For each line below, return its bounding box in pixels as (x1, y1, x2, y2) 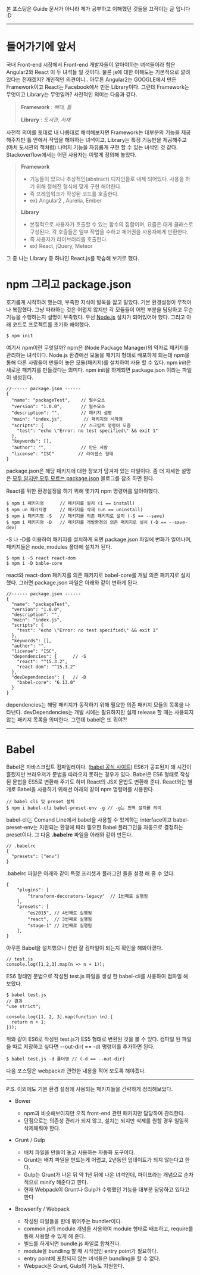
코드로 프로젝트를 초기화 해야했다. (12, 321, 90, 328)
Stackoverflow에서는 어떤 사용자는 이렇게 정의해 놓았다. (6, 151, 137, 158)
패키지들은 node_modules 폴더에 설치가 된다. (6, 543, 112, 550)
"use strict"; (6, 1003, 42, 1009)
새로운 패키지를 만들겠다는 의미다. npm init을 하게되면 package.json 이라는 (6, 366, 181, 374)
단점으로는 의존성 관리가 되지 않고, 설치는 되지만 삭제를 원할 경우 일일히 (23, 1117, 189, 1124)
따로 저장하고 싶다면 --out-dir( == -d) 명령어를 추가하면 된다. (12, 1043, 155, 1050)
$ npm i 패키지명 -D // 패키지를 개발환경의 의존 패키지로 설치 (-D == (6, 519, 167, 525)
